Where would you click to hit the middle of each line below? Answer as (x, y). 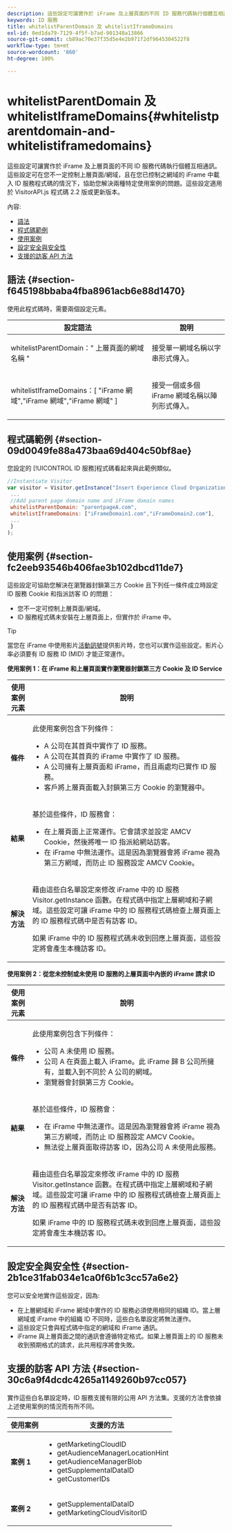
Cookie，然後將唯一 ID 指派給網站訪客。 (109, 842)
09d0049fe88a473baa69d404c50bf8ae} (99, 451)
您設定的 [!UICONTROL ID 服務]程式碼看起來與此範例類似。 (91, 468)
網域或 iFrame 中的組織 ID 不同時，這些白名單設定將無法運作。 (106, 1319)
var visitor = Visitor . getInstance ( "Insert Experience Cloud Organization (117, 488)
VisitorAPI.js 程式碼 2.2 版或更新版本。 (69, 192)
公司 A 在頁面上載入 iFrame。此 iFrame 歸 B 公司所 (126, 1062)
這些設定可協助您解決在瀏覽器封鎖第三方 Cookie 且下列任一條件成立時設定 (113, 585)
